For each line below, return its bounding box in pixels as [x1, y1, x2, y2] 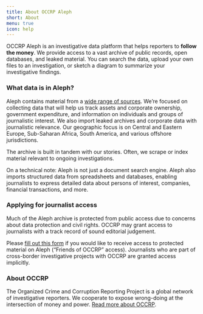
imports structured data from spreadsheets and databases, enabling [6, 173, 177, 180]
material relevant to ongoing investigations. [6, 155, 114, 162]
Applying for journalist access [6, 201, 97, 209]
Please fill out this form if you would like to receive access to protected [6, 239, 184, 246]
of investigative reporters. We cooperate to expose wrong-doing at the [6, 295, 184, 302]
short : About [6, 15, 40, 21]
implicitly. [6, 259, 30, 266]
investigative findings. [6, 68, 61, 76]
